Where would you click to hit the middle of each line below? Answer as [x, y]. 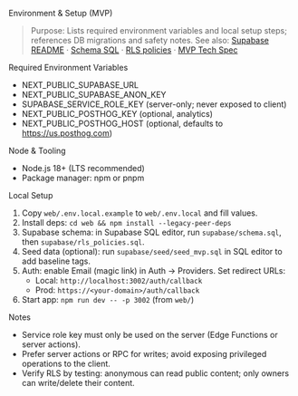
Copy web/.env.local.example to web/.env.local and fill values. [139, 213]
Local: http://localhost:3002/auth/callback [119, 280]
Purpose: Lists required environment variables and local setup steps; [159, 30]
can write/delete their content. [78, 383]
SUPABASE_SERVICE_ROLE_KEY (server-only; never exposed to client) [154, 104]
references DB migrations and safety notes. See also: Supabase [149, 40]
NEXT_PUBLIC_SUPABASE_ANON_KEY [94, 95]
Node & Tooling [37, 150]
